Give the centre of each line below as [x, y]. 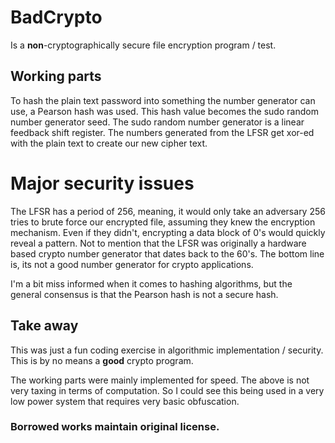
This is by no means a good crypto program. [102, 360]
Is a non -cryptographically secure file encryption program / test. [143, 45]
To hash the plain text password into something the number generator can [163, 100]
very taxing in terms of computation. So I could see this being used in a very [167, 390]
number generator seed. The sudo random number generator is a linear [157, 122]
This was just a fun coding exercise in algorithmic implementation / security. [167, 350]
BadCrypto [56, 17]
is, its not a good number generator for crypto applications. [132, 264]
